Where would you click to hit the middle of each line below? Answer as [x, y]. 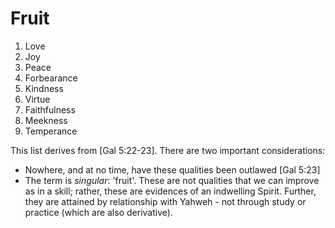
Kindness [44, 88]
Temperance [51, 131]
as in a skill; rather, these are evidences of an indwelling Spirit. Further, [170, 191]
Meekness [46, 120]
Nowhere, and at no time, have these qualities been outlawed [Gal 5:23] [172, 169]
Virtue [37, 99]
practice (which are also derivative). [98, 212]
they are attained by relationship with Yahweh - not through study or [165, 201]
